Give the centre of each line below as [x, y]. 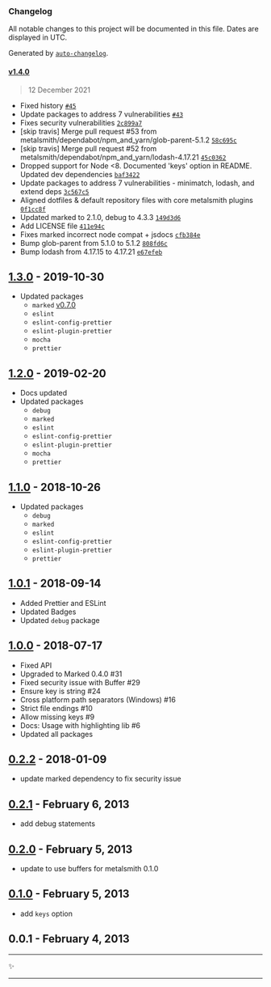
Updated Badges [48, 612]
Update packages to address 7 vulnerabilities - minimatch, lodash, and [137, 183]
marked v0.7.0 [54, 305]
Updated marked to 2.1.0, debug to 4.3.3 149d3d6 [100, 217]
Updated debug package [60, 620]
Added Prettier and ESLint [63, 603]
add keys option [46, 913]
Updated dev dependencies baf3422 [80, 174]
